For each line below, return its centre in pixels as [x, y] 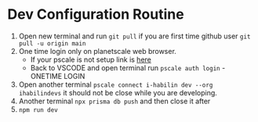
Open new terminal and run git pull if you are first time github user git [134, 36]
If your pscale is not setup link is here [91, 59]
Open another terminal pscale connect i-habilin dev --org [116, 84]
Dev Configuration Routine [96, 14]
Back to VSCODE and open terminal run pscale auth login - [128, 67]
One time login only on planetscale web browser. [98, 51]
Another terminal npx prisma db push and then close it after [114, 101]
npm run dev [38, 110]
